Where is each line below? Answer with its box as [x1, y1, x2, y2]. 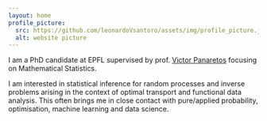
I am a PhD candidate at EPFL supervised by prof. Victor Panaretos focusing [8, 55, 257, 65]
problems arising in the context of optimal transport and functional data [8, 88, 242, 97]
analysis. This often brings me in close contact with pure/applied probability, [8, 96, 258, 105]
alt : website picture [15, 33, 87, 42]
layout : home [8, 11, 52, 20]
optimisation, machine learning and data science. [8, 104, 169, 114]
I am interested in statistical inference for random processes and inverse [8, 79, 246, 89]
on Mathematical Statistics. [8, 64, 97, 74]
